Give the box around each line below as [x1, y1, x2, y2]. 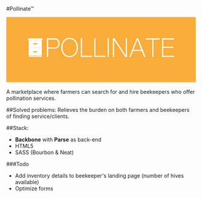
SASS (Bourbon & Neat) [14, 149, 74, 156]
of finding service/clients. [6, 113, 70, 120]
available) [14, 179, 39, 186]
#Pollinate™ [6, 5, 34, 12]
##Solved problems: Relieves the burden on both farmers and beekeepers [6, 107, 190, 114]
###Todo [6, 161, 29, 168]
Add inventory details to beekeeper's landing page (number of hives [14, 172, 185, 179]
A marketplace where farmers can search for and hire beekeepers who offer [6, 88, 195, 96]
